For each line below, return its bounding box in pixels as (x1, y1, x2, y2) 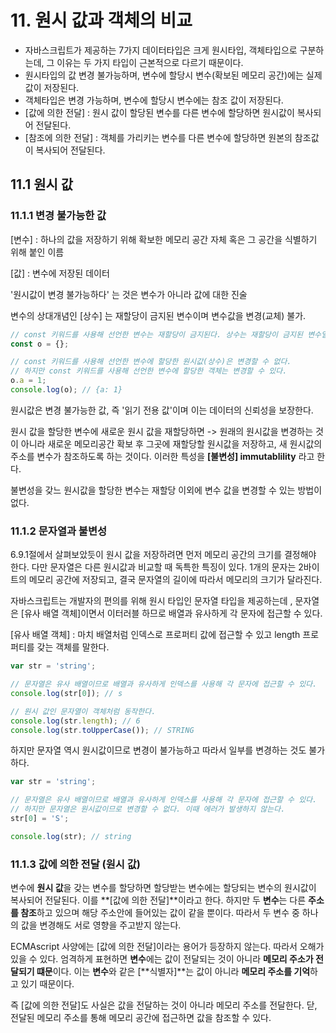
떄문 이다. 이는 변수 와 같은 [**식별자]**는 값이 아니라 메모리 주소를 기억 (36, 966, 311, 978)
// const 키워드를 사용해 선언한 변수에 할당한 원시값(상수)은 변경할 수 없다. (10, 357, 292, 367)
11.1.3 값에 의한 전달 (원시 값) (10, 857, 141, 871)
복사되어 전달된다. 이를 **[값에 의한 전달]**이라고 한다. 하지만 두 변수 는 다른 (10, 894, 307, 906)
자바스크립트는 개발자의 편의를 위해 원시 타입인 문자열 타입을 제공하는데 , (10, 595, 293, 607)
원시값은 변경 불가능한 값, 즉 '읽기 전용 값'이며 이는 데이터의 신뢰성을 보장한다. (10, 404, 314, 416)
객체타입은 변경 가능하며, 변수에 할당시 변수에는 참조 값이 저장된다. (24, 94, 284, 106)
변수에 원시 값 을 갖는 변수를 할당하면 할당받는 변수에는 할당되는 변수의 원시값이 (10, 882, 317, 894)
